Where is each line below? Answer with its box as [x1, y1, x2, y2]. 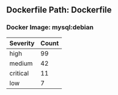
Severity [9, 39, 35, 47]
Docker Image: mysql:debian [6, 23, 94, 32]
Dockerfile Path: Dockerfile [6, 5, 112, 15]
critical [9, 69, 29, 77]
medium [9, 59, 33, 68]
